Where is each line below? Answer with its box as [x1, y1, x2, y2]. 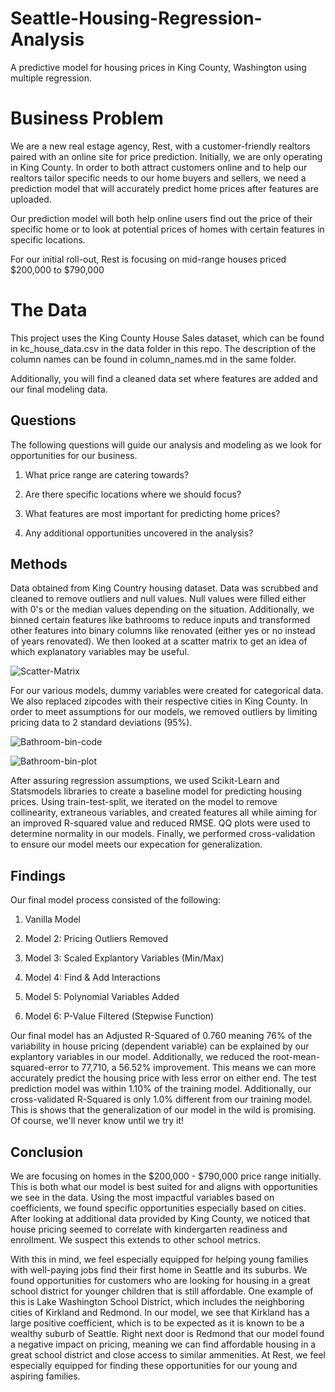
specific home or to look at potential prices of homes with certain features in [10, 223, 325, 235]
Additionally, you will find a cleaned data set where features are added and [10, 372, 318, 384]
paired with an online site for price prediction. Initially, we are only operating [10, 150, 323, 162]
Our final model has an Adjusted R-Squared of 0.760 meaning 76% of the [10, 1030, 313, 1042]
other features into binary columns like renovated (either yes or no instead [10, 625, 316, 637]
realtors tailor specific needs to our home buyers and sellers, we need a [10, 172, 307, 184]
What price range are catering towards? [24, 468, 190, 481]
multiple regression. [10, 72, 93, 84]
